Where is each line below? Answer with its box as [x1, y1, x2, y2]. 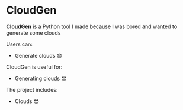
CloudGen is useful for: [6, 63, 63, 71]
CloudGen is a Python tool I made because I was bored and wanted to [6, 23, 178, 30]
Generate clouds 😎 [14, 52, 63, 59]
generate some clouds [6, 29, 61, 36]
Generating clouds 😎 [14, 75, 67, 82]
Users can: [6, 41, 33, 48]
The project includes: [6, 86, 58, 93]
